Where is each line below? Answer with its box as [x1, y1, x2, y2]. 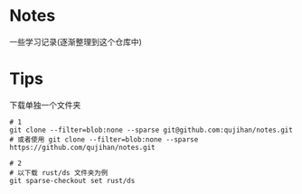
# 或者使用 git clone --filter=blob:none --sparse [9, 134, 199, 144]
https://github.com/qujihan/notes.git [9, 143, 156, 152]
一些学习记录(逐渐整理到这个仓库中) [9, 36, 143, 47]
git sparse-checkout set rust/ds [9, 176, 136, 185]
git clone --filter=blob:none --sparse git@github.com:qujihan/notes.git [9, 125, 294, 134]
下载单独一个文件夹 [9, 99, 81, 110]
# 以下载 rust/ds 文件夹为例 [9, 168, 109, 177]
